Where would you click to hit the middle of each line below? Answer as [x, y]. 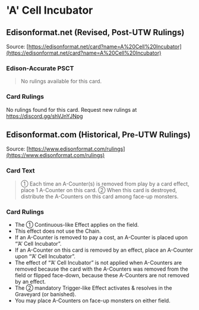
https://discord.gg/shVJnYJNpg [45, 116]
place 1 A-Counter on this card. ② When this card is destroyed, [99, 190]
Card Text [20, 171]
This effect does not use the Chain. [58, 231]
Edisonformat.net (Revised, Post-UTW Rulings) [95, 32]
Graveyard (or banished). [45, 294]
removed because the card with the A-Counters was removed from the [101, 269]
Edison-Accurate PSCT [40, 68]
